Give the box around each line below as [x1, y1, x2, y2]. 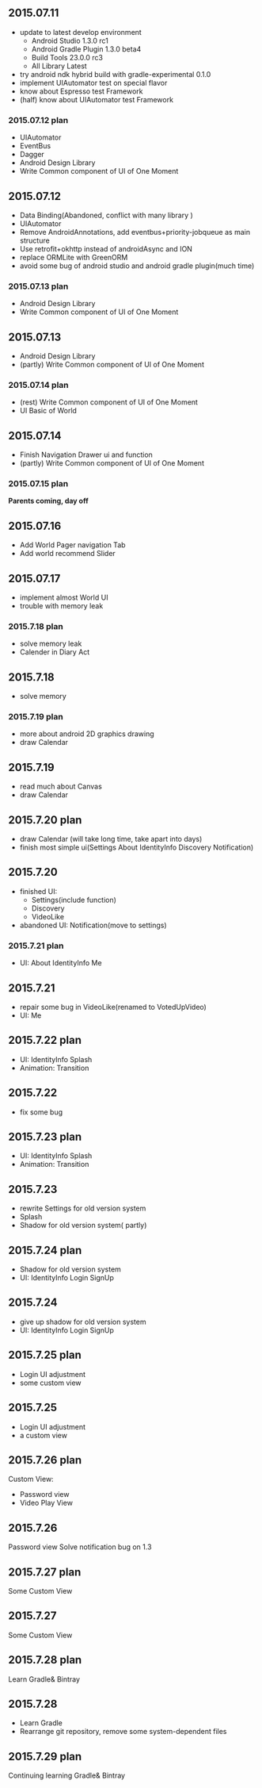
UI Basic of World [19, 406, 78, 416]
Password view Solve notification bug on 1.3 [8, 1542, 152, 1552]
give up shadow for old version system [19, 1317, 146, 1326]
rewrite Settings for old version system [19, 1203, 146, 1213]
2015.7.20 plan [8, 813, 82, 827]
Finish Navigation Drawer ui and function [19, 450, 153, 459]
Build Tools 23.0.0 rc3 [31, 52, 103, 62]
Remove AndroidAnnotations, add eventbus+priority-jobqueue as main [19, 227, 251, 236]
